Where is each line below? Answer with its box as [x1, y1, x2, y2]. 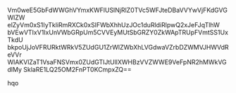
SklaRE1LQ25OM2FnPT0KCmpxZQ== [23, 66, 132, 73]
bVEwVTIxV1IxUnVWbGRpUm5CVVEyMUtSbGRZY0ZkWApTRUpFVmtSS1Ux [7, 28, 229, 36]
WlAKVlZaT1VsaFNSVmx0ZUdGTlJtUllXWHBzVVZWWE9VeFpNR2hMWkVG [7, 58, 227, 66]
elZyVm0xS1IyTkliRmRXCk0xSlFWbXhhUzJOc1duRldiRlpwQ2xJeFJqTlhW [7, 21, 220, 29]
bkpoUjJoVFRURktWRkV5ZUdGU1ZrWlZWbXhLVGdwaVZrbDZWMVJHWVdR [7, 43, 229, 51]
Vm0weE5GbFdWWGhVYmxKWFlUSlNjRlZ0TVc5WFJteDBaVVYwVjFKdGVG [7, 6, 228, 14]
